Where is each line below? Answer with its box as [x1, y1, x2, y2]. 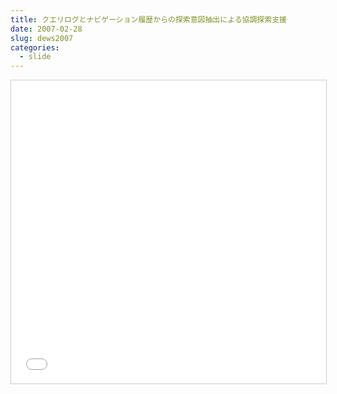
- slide [19, 52, 52, 62]
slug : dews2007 [10, 33, 74, 43]
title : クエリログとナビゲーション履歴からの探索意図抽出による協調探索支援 [10, 14, 287, 25]
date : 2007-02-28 [10, 24, 83, 34]
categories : [10, 42, 60, 53]
